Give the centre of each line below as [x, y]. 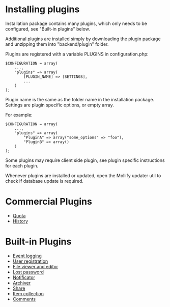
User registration [30, 261]
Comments [24, 299]
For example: [19, 115]
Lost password [28, 272]
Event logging [27, 256]
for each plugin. [22, 165]
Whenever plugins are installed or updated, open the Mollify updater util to [83, 175]
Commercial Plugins [49, 202]
